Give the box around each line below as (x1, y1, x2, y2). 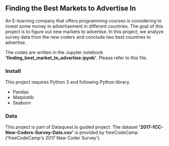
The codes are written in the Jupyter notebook (5, 49, 103, 55)
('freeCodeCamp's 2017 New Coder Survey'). (5, 135, 101, 141)
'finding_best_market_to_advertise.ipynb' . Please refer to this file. (5, 55, 148, 61)
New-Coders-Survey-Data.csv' (5, 130, 74, 136)
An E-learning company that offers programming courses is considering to (5, 17, 162, 23)
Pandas (12, 89, 29, 95)
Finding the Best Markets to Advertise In (5, 4, 136, 13)
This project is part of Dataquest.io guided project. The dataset (5, 124, 138, 130)
